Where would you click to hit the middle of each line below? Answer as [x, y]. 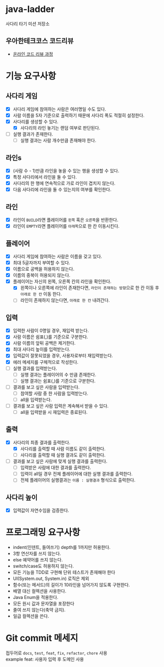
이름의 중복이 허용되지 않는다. [42, 275]
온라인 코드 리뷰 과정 [33, 54]
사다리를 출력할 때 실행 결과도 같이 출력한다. [63, 455]
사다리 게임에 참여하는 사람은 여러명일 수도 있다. [59, 109]
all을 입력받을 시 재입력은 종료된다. [54, 412]
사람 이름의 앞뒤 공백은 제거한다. [44, 343]
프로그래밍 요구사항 [43, 533]
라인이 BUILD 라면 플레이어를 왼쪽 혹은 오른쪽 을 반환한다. [66, 220]
